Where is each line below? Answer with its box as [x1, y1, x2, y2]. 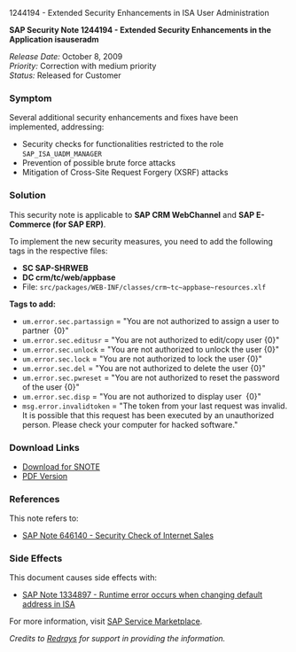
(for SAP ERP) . [52, 219, 106, 229]
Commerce [9, 219, 51, 229]
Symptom [9, 92, 52, 105]
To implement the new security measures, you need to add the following [9, 236, 273, 246]
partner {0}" [21, 325, 69, 336]
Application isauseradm [9, 35, 99, 44]
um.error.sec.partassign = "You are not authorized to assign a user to [21, 315, 279, 326]
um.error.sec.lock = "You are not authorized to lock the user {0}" [21, 353, 263, 364]
